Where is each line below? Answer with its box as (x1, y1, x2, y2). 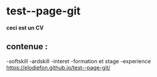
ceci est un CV (6, 24, 44, 31)
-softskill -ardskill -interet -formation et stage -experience (6, 57, 152, 64)
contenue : (6, 42, 48, 52)
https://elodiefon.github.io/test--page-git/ (6, 64, 111, 71)
